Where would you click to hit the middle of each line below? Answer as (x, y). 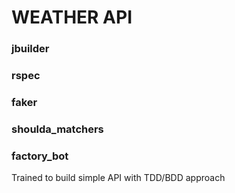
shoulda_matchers (57, 129)
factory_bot (40, 156)
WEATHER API (72, 17)
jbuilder (30, 49)
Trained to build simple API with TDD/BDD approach (118, 178)
